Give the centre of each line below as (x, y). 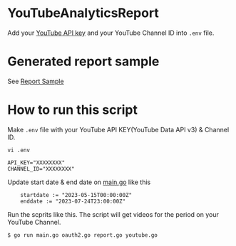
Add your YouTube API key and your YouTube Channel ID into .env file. (111, 33)
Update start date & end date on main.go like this (79, 182)
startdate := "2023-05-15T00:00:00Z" (76, 195)
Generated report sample (83, 61)
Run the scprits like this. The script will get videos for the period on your (113, 214)
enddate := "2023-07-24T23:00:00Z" (73, 201)
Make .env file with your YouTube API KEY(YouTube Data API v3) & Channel (118, 129)
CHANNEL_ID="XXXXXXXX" (41, 169)
